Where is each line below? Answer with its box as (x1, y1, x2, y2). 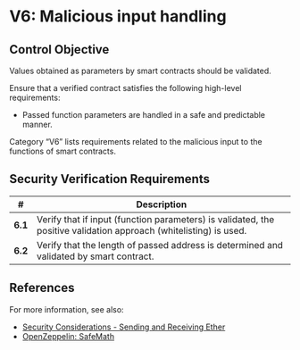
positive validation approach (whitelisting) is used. (36, 224, 247, 237)
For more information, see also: (9, 304, 124, 314)
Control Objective (9, 42, 110, 57)
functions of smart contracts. (9, 146, 116, 156)
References (9, 280, 75, 296)
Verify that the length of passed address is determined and (36, 238, 284, 251)
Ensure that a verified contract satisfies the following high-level (9, 83, 242, 93)
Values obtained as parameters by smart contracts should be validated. (9, 65, 272, 76)
